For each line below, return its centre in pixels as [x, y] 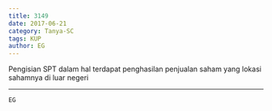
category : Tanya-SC [41, 31]
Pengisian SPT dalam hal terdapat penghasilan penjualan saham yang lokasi [135, 69]
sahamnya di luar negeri [49, 78]
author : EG [27, 46]
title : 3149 [28, 16]
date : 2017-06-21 [38, 23]
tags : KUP [25, 38]
